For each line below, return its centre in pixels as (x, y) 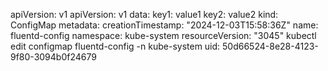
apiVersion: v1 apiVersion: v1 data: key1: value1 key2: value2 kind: (144, 14)
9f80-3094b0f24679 (53, 57)
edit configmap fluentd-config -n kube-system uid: (115, 46)
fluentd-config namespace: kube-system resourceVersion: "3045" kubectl (163, 35)
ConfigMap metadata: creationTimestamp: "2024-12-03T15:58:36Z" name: (164, 25)
